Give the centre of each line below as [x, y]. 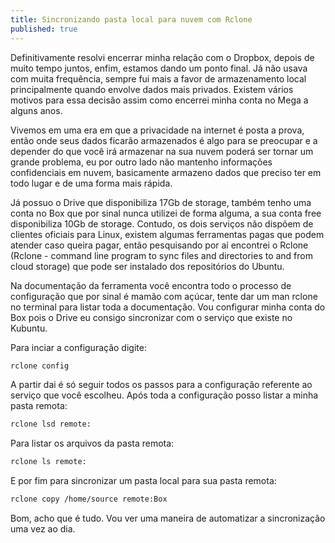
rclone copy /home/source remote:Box [89, 499]
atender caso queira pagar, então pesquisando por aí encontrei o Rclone [159, 245]
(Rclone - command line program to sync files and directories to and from [161, 255]
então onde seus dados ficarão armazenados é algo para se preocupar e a [164, 140]
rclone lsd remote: [51, 424]
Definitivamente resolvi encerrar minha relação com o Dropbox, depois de [162, 57]
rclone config [40, 366]
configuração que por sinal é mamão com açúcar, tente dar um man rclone [164, 296]
